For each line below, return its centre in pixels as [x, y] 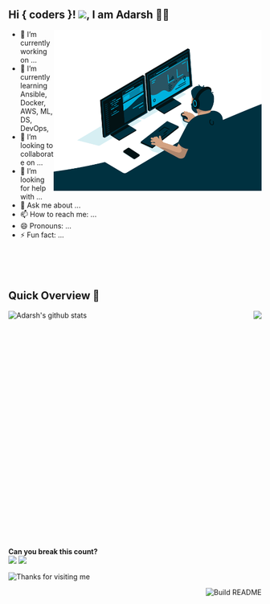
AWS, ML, [37, 111]
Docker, [33, 102]
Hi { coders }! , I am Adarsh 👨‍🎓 [89, 15]
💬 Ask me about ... [50, 205]
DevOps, [35, 128]
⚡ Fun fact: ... [42, 235]
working [33, 51]
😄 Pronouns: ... [46, 225]
